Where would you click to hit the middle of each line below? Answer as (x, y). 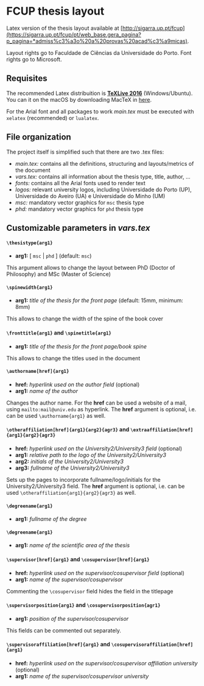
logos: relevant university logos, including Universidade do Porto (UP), (103, 189)
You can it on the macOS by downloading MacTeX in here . (79, 99)
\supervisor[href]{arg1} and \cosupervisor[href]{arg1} (78, 559)
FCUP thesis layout (55, 11)
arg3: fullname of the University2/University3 (72, 468)
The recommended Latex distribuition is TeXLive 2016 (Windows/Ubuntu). (100, 93)
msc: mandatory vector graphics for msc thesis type (79, 202)
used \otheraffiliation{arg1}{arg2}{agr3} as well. (71, 492)
